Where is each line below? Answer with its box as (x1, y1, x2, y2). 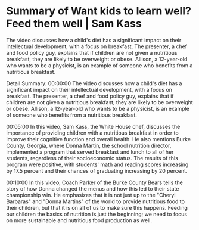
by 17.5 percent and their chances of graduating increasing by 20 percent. (6, 167, 188, 174)
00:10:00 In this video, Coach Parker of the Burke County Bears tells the (6, 179, 183, 186)
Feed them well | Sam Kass (6, 17, 142, 30)
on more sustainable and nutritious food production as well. (6, 216, 152, 224)
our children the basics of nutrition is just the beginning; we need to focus (6, 210, 188, 217)
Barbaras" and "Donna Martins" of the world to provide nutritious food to (6, 198, 185, 205)
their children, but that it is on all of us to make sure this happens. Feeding (6, 204, 188, 211)
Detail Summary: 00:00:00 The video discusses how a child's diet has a (6, 79, 182, 87)
